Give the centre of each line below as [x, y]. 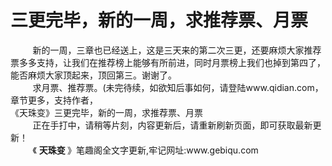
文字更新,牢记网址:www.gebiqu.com [185, 150]
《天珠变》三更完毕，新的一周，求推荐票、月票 [106, 112]
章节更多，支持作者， [54, 100]
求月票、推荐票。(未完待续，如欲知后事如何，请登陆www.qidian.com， [178, 87]
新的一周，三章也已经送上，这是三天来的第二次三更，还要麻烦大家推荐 [177, 50]
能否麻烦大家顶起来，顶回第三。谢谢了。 [93, 75]
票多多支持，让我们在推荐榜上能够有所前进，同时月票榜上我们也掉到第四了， [168, 62]
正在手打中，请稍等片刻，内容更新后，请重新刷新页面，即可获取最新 [172, 125]
